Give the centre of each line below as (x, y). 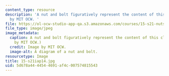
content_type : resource (30, 10)
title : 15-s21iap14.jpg (30, 61)
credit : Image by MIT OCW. (38, 47)
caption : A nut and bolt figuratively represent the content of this (84, 38)
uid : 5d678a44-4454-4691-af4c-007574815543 (52, 65)
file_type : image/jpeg (29, 28)
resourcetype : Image (27, 56)
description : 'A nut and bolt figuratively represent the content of (80, 14)
